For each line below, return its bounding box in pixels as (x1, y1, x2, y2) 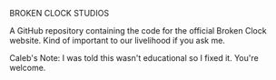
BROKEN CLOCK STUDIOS (9, 8, 110, 18)
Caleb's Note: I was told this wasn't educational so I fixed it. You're (9, 53, 259, 63)
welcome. (9, 63, 46, 73)
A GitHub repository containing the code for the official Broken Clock (9, 25, 267, 35)
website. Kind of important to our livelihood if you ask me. (9, 35, 225, 45)
